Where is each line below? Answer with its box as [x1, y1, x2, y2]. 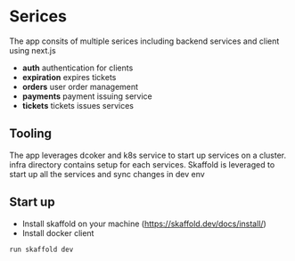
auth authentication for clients [21, 62, 134, 73]
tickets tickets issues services [21, 100, 134, 110]
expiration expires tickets [21, 71, 117, 82]
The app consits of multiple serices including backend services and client [9, 36, 280, 46]
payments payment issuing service [21, 91, 153, 102]
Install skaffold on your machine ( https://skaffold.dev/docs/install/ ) [21, 218, 267, 229]
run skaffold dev [9, 245, 74, 254]
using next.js [9, 45, 56, 55]
